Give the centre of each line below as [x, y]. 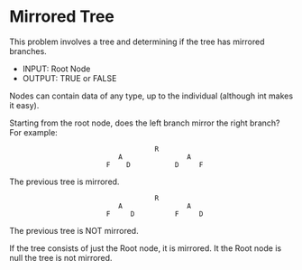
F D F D [155, 214]
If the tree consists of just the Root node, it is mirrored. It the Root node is [146, 248]
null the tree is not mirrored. [61, 257]
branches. [28, 51]
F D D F [155, 164]
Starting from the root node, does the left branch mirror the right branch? [145, 123]
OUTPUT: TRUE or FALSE [69, 78]
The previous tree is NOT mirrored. [74, 230]
